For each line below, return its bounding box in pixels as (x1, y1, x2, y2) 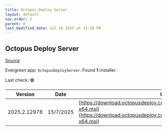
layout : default (5, 12, 39, 17)
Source (5, 57, 20, 63)
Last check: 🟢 (5, 77, 35, 83)
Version (15, 91, 35, 98)
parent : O (5, 21, 26, 26)
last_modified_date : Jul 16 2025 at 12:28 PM (5, 26, 101, 31)
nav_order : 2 (5, 16, 32, 21)
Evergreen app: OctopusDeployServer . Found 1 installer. (5, 67, 117, 73)
